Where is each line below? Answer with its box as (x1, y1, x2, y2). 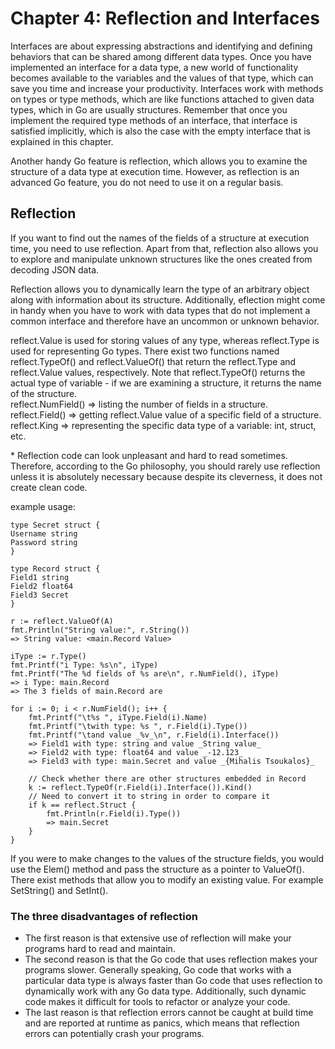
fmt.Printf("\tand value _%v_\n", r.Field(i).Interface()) (28, 730, 280, 740)
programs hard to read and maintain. (24, 943, 176, 955)
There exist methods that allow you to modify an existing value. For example (10, 873, 324, 886)
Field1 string (10, 572, 70, 582)
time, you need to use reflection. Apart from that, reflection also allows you (10, 242, 319, 254)
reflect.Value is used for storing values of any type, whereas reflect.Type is (10, 334, 320, 346)
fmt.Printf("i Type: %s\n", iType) (10, 660, 159, 670)
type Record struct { (10, 563, 101, 574)
